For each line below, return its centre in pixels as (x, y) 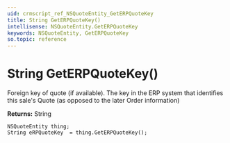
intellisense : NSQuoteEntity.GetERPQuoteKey (73, 26)
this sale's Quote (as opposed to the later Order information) (93, 101)
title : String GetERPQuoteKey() (54, 20)
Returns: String (30, 114)
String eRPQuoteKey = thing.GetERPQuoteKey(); (77, 133)
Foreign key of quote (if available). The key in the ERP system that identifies (115, 93)
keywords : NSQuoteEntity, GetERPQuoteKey (68, 33)
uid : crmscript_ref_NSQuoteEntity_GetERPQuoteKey (81, 14)
